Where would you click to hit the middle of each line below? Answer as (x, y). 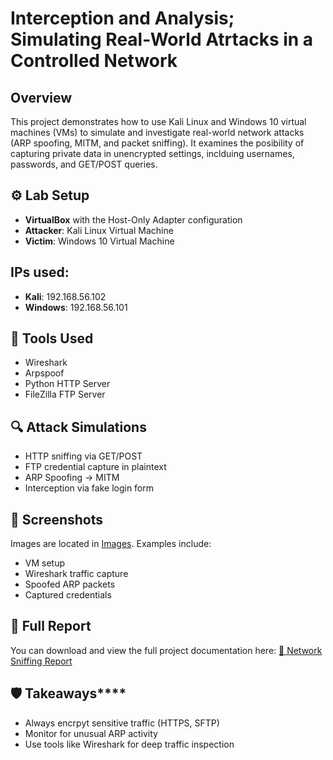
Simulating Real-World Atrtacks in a (162, 39)
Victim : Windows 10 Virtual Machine (99, 241)
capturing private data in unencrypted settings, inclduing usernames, (152, 153)
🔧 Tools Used (52, 338)
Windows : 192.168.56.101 (76, 307)
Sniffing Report (41, 661)
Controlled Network (94, 61)
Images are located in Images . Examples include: (111, 544)
